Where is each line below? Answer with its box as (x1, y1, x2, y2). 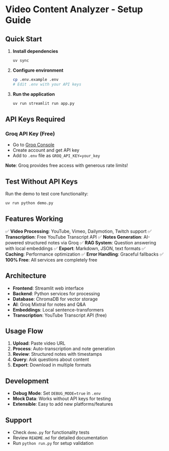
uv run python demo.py (5, 201, 53, 206)
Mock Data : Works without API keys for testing (12, 396, 111, 402)
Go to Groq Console (12, 142, 54, 148)
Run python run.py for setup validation (12, 440, 94, 446)
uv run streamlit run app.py (12, 101, 75, 106)
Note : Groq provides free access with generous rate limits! (5, 162, 128, 168)
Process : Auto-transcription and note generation (12, 346, 116, 352)
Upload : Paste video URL (12, 340, 66, 347)
